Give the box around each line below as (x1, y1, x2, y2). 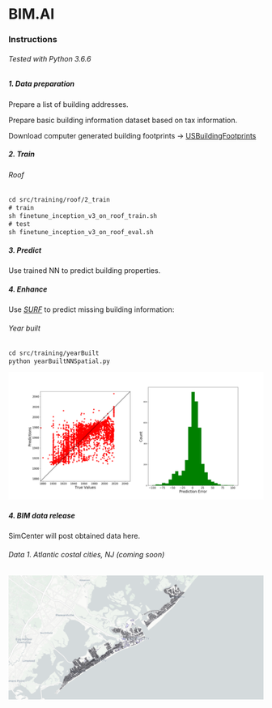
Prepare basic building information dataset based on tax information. (8, 115, 237, 125)
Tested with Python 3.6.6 (8, 53, 91, 63)
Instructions (8, 34, 58, 45)
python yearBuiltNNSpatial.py (8, 357, 111, 365)
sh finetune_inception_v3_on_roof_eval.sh (8, 228, 154, 237)
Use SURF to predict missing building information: (8, 305, 175, 314)
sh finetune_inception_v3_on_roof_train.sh (8, 212, 158, 220)
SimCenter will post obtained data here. (8, 531, 140, 541)
